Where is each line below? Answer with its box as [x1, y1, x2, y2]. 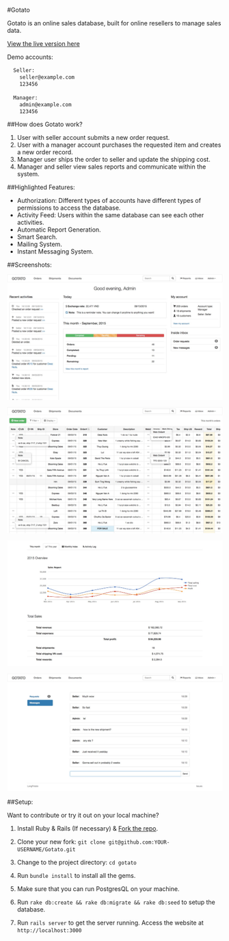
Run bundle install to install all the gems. [16, 872, 136, 880]
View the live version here [7, 40, 80, 47]
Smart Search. [16, 233, 58, 241]
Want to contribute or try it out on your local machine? [7, 811, 159, 820]
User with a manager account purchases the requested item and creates [16, 140, 221, 149]
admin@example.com [19, 101, 72, 108]
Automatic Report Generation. [16, 225, 101, 234]
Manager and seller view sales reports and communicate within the [16, 162, 206, 171]
